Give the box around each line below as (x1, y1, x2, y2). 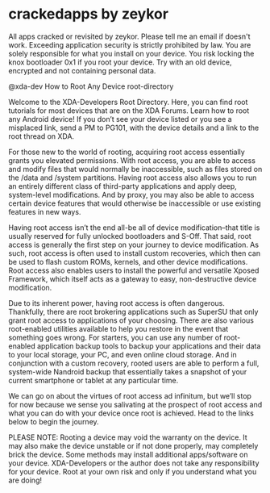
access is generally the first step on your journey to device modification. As (8, 240, 260, 249)
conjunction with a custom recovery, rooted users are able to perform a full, (8, 358, 260, 368)
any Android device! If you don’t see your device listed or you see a (8, 114, 232, 123)
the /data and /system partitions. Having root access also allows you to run (8, 173, 257, 182)
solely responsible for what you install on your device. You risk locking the (8, 48, 255, 58)
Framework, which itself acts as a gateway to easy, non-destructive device (8, 274, 257, 283)
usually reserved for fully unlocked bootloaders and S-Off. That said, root (8, 231, 251, 240)
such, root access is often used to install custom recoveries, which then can (8, 248, 260, 258)
